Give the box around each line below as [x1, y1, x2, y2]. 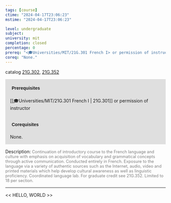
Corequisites [12, 121, 39, 127]
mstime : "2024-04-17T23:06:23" [5, 17, 72, 22]
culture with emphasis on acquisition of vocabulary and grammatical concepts [5, 154, 155, 159]
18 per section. [5, 177, 34, 183]
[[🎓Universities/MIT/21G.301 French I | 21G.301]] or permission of [10, 98, 149, 104]
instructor [10, 105, 31, 111]
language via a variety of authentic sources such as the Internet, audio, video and [5, 163, 162, 169]
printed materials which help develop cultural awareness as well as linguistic [5, 168, 152, 174]
